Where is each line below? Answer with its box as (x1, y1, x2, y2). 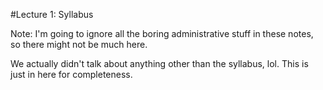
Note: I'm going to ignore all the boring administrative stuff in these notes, (10, 28, 314, 39)
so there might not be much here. (10, 39, 148, 50)
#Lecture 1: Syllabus (10, 9, 94, 20)
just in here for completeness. (10, 69, 133, 80)
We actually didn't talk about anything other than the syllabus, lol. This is (10, 58, 309, 69)
